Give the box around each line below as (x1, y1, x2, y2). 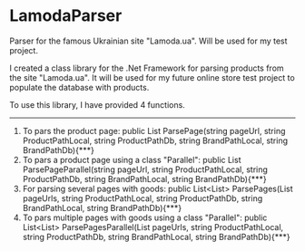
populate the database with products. (9, 82, 150, 92)
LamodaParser (9, 5, 123, 26)
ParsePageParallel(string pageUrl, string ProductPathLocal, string (22, 164, 268, 175)
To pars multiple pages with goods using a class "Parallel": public (22, 212, 268, 223)
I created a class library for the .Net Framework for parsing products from (9, 63, 284, 73)
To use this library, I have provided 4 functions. (9, 99, 186, 110)
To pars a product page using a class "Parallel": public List (22, 154, 241, 165)
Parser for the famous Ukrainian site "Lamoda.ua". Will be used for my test (9, 35, 288, 46)
